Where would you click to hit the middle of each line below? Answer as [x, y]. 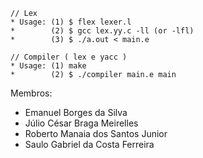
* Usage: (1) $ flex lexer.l [71, 22]
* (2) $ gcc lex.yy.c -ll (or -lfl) [102, 31]
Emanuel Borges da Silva [76, 112]
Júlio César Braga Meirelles [81, 123]
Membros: [31, 93]
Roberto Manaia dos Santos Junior [96, 133]
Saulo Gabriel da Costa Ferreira [89, 144]
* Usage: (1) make [48, 66]
